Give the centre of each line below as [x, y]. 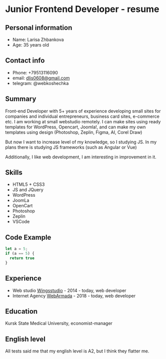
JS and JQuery [28, 190]
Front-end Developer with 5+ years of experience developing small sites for [83, 111]
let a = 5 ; [16, 249]
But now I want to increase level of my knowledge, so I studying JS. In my [81, 142]
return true [22, 258]
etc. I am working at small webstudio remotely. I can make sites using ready [83, 121]
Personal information [39, 28]
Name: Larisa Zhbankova [38, 39]
